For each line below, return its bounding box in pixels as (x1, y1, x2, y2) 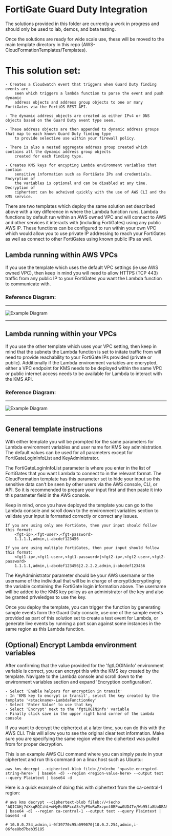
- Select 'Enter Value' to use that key (5, 702, 93, 707)
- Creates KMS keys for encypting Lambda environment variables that (5, 163, 157, 168)
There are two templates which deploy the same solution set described (5, 203, 155, 209)
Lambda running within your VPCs (5, 329, 117, 338)
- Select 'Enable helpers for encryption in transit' (5, 689, 123, 694)
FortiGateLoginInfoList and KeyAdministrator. (5, 455, 100, 461)
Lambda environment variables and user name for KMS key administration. (5, 444, 163, 450)
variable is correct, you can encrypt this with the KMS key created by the (5, 668, 159, 674)
